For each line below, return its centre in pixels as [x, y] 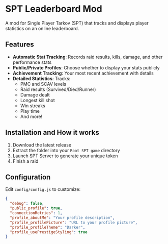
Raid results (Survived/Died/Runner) [58, 89]
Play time [30, 111]
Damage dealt [35, 94]
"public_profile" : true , [36, 208]
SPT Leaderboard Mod [54, 9]
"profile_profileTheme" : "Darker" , [48, 227]
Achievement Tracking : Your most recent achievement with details [83, 73]
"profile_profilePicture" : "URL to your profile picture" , [74, 223]
